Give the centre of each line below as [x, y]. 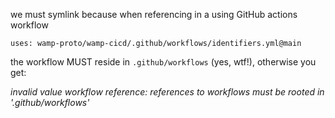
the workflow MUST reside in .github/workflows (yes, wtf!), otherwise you [163, 62]
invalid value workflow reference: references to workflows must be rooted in [167, 92]
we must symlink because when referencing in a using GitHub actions [154, 14]
